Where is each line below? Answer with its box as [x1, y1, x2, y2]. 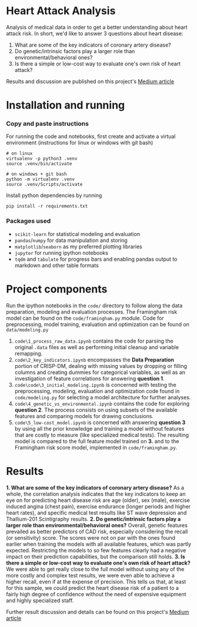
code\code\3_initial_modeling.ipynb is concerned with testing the [14, 381, 176, 388]
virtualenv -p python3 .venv [6, 156, 78, 162]
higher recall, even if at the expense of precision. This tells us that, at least [6, 578, 186, 585]
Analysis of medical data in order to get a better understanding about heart [6, 24, 188, 31]
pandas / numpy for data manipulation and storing [14, 237, 128, 244]
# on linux [6, 150, 33, 157]
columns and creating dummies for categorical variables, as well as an [14, 369, 186, 376]
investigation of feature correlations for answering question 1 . [14, 375, 165, 382]
